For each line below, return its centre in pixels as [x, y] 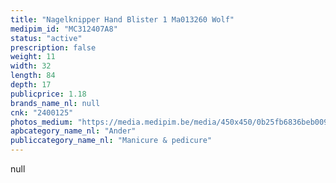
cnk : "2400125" [42, 112]
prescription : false [53, 47]
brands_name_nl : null [55, 103]
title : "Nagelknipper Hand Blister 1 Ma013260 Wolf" [122, 19]
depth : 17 [31, 85]
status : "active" [46, 38]
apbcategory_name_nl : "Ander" [73, 131]
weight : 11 [33, 57]
